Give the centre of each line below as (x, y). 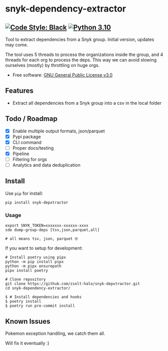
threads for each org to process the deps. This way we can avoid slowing (81, 60)
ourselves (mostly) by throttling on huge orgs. (52, 65)
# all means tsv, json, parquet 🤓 (42, 239)
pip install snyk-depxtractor (37, 202)
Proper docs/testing (33, 148)
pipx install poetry (27, 271)
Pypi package (27, 136)
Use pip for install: (24, 193)
